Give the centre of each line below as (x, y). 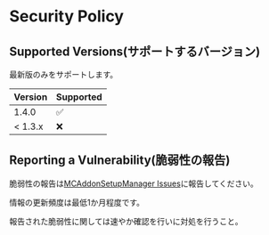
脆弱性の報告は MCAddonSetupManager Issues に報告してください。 (134, 183)
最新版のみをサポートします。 (64, 74)
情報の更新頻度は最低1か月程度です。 (77, 202)
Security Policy (67, 16)
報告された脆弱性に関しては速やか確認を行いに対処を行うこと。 (126, 221)
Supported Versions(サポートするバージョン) (135, 51)
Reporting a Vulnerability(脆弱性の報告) (120, 161)
